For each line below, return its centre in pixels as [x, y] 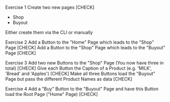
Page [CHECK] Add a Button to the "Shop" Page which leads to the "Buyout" [85, 47]
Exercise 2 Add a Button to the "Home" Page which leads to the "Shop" [80, 42]
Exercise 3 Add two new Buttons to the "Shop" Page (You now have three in [84, 63]
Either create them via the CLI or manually [49, 32]
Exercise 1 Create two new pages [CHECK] [50, 7]
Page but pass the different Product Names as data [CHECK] [69, 79]
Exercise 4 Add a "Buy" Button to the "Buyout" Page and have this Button [82, 89]
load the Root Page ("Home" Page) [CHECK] [52, 94]
